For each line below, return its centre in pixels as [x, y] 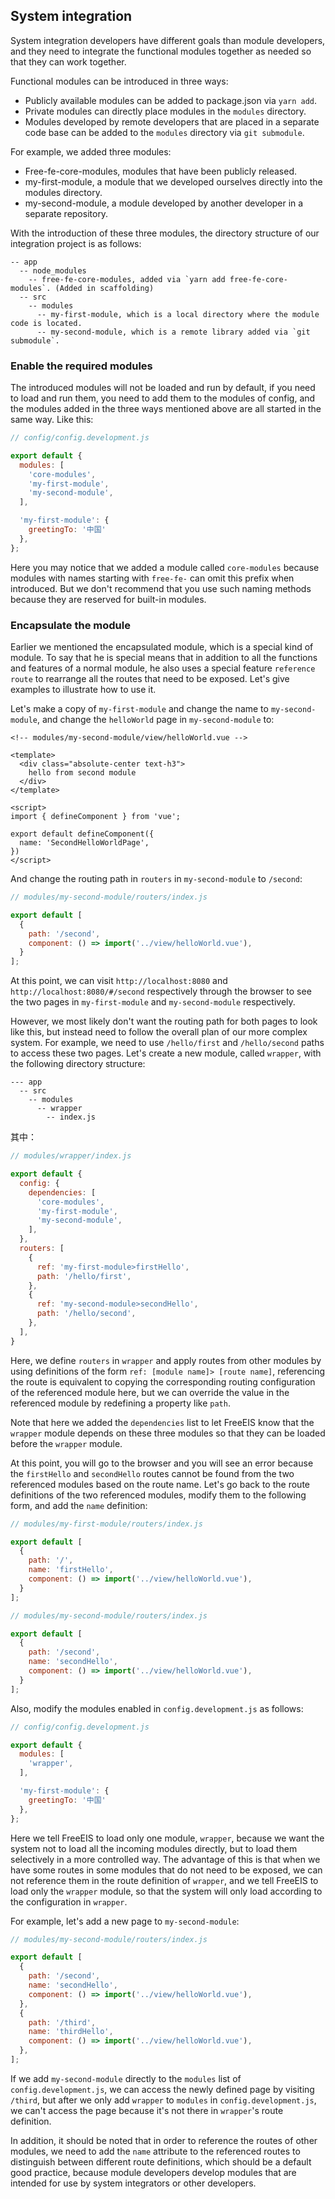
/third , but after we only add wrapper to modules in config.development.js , [163, 2100]
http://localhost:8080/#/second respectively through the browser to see [161, 991]
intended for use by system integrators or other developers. [133, 2183]
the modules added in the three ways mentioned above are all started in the [166, 409]
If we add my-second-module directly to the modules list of [126, 2078]
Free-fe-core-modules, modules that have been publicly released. [161, 171]
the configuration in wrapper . [69, 1901]
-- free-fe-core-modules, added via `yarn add [127, 279]
